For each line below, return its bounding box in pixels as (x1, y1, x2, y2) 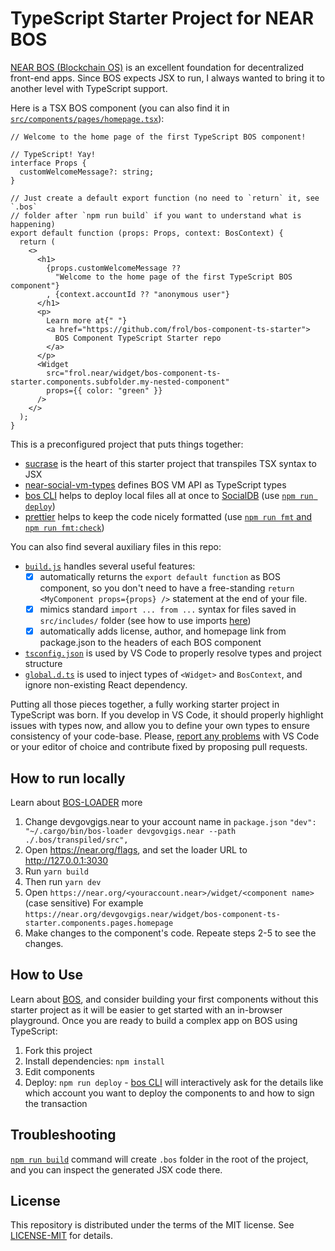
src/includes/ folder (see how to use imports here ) (39, 615, 252, 627)
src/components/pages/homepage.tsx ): (10, 112, 165, 124)
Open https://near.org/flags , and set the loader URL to (24, 843, 248, 856)
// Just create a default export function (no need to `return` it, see (10, 193, 320, 203)
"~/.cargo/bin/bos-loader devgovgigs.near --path (24, 826, 237, 836)
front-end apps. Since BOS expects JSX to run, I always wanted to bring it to (10, 72, 326, 84)
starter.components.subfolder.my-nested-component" (10, 377, 230, 387)
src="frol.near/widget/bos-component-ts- (46, 368, 222, 378)
